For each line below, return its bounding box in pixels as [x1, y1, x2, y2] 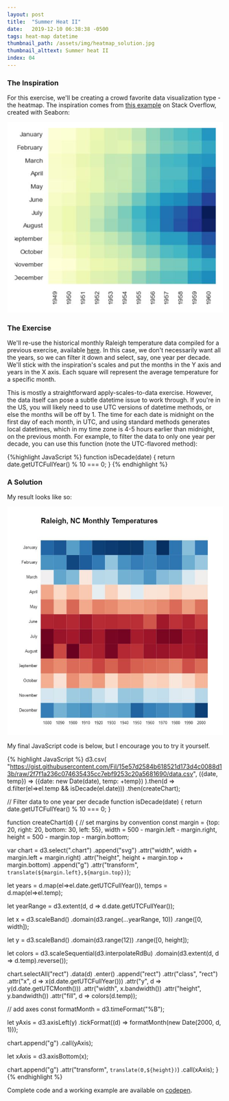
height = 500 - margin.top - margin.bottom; [7, 832, 130, 841]
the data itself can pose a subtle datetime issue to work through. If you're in [7, 396, 221, 405]
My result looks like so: [7, 493, 72, 501]
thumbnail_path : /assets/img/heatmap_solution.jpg [7, 40, 155, 47]
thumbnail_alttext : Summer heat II [7, 47, 109, 54]
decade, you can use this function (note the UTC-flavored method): [7, 440, 197, 448]
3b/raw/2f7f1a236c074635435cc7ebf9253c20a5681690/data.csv [7, 769, 193, 777]
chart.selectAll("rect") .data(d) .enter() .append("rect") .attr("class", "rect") [7, 969, 218, 978]
